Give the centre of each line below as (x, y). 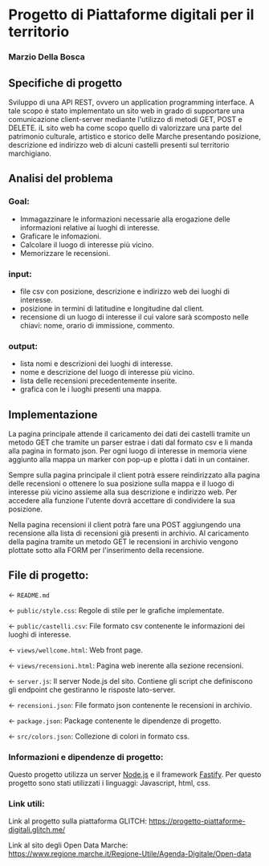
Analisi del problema (61, 179)
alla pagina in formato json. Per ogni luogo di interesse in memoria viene (128, 451)
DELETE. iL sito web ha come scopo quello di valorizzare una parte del (125, 128)
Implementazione (53, 415)
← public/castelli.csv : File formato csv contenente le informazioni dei (126, 626)
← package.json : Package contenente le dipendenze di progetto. (115, 721)
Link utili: (27, 804)
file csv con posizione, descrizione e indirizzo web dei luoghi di (125, 291)
